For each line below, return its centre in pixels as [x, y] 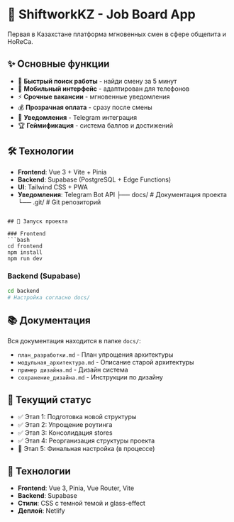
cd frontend [25, 246]
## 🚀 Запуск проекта [38, 221]
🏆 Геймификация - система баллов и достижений [95, 125]
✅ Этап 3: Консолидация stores [65, 433]
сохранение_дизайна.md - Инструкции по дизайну [90, 377]
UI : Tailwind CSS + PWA [53, 187]
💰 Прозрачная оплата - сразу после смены [85, 107]
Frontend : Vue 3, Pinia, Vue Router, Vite [76, 488]
